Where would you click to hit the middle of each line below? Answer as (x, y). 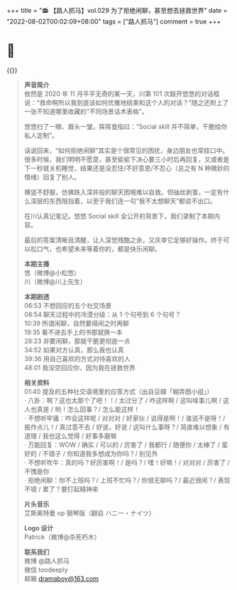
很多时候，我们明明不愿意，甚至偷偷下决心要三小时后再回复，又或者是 (127, 159)
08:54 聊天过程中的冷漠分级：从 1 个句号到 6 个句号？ (103, 314)
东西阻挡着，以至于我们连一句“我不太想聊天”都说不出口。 (133, 201)
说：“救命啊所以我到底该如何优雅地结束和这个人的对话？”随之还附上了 (126, 102)
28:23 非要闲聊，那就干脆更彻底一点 (77, 341)
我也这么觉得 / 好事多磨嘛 (79, 435)
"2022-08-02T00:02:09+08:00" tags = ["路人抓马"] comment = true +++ (114, 21)
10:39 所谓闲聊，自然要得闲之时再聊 (76, 323)
